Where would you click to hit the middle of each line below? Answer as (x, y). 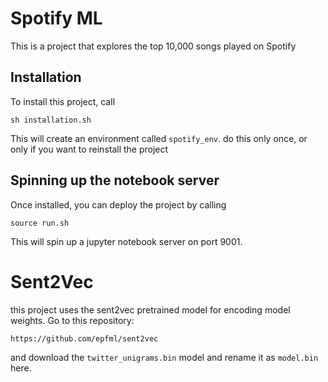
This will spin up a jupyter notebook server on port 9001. (126, 241)
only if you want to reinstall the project (89, 149)
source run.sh (40, 223)
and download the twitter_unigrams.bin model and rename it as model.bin (164, 357)
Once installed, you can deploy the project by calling (118, 204)
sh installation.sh (51, 120)
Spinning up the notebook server (115, 180)
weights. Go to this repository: (72, 320)
